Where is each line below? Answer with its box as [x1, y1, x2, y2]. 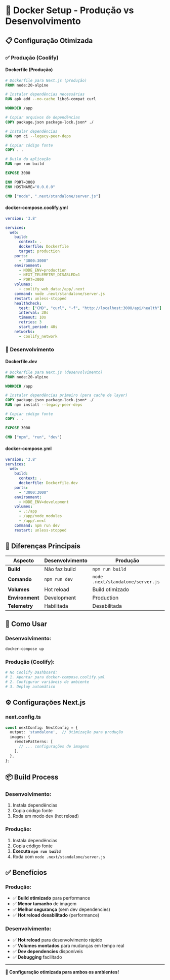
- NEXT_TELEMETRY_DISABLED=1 [18, 272, 80, 278]
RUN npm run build [5, 161, 44, 167]
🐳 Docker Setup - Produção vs [5, 5, 134, 16]
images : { [10, 734, 30, 739]
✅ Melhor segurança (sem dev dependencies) [12, 906, 110, 912]
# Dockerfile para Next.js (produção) [5, 78, 87, 83]
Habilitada [44, 602, 68, 609]
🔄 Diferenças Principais [5, 542, 81, 551]
